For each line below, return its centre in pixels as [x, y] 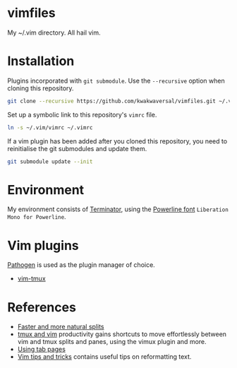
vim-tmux [31, 279]
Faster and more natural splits [61, 327]
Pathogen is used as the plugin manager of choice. [81, 265]
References [42, 307]
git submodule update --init [50, 161]
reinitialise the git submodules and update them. [77, 148]
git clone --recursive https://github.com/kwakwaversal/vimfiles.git [112, 101]
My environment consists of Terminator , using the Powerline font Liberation [118, 209]
